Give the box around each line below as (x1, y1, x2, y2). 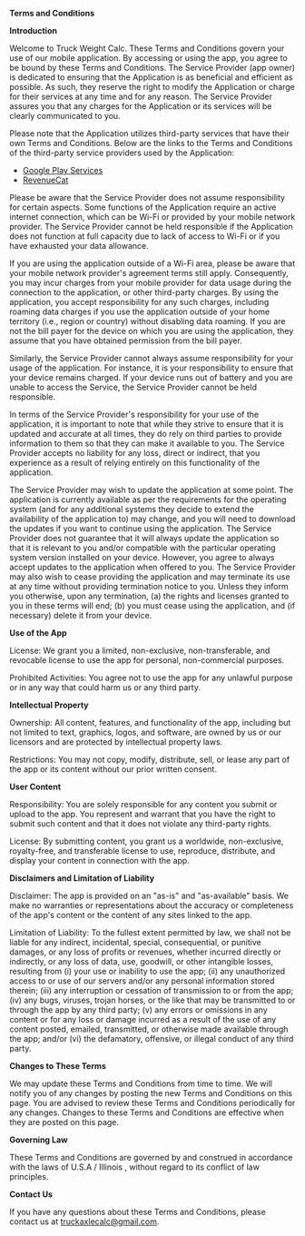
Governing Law (9, 1134, 68, 1145)
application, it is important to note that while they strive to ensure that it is (9, 419, 284, 430)
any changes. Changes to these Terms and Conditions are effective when (9, 1107, 284, 1118)
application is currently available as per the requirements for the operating (9, 494, 287, 505)
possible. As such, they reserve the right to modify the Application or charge (9, 82, 295, 92)
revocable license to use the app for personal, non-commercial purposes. (9, 655, 285, 666)
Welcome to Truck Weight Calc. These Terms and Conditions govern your (9, 43, 285, 54)
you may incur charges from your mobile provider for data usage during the (9, 277, 292, 288)
